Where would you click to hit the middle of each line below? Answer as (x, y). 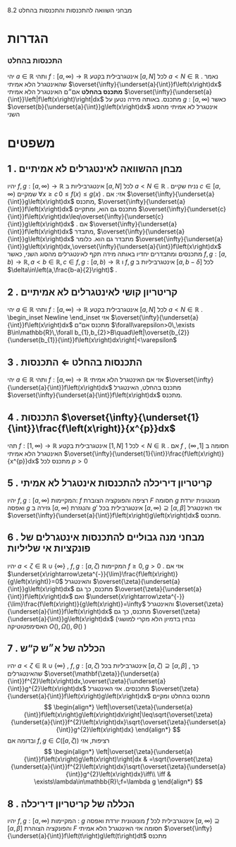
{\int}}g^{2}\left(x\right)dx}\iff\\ (111, 774)
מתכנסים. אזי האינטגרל (119, 689)
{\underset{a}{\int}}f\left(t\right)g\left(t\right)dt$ (77, 836)
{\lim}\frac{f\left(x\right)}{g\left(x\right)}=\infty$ (77, 604)
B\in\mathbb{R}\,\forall (40, 333)
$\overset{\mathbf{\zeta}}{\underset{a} (102, 674)
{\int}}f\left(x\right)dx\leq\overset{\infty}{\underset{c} (86, 217)
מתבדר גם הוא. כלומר (105, 239)
